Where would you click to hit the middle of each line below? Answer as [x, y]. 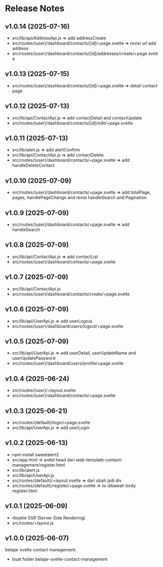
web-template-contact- [99, 460]
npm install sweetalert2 [35, 454]
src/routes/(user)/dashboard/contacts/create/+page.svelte [71, 294]
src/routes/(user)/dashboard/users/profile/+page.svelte [68, 363]
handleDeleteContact [33, 165]
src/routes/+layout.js [33, 523]
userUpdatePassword [34, 358]
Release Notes [35, 9]
